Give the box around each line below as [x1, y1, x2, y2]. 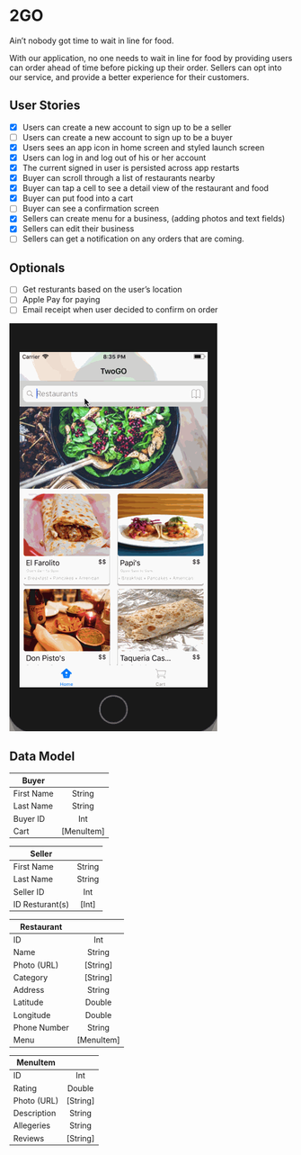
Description [13, 1108, 57, 1119]
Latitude [13, 997, 44, 1008]
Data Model [9, 748, 75, 763]
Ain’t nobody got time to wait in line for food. [9, 35, 174, 46]
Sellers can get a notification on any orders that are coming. [22, 233, 244, 244]
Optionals [9, 260, 66, 275]
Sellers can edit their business [22, 223, 135, 234]
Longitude [13, 1009, 51, 1020]
